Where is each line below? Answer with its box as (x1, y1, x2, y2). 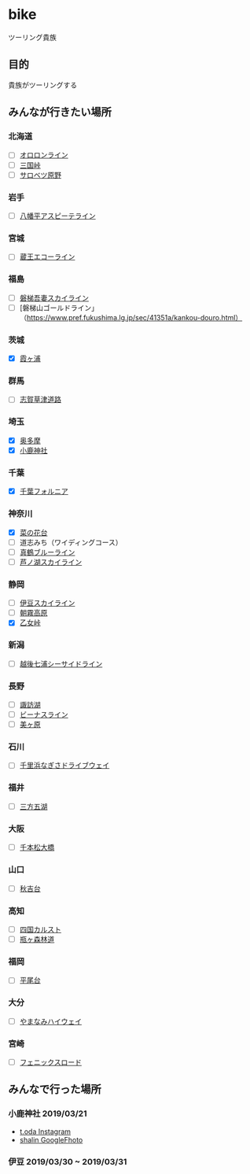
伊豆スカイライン (19, 598, 75, 607)
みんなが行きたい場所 (8, 105, 112, 119)
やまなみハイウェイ (19, 1017, 83, 1026)
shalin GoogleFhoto (19, 1135, 83, 1144)
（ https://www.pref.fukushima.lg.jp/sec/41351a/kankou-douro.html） (19, 312, 243, 322)
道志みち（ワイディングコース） (19, 537, 123, 547)
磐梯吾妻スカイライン (19, 293, 89, 302)
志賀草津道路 (19, 395, 61, 404)
